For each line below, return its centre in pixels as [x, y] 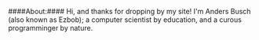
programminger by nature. [51, 28]
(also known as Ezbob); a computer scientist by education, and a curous [125, 20]
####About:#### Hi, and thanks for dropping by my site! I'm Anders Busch [129, 11]
